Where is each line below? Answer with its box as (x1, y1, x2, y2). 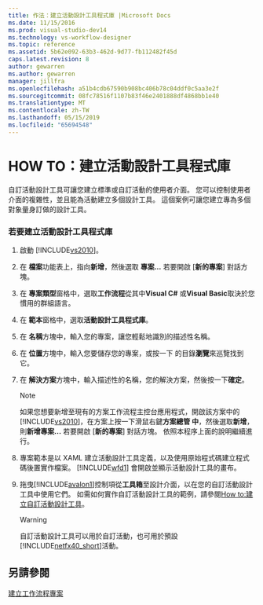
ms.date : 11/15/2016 (8, 19, 76, 27)
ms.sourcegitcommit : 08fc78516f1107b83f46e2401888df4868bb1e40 (8, 92, 220, 100)
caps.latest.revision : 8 (8, 56, 89, 64)
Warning (19, 515, 47, 524)
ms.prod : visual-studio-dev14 (8, 26, 108, 34)
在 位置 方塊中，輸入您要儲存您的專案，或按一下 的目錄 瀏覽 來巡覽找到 (19, 348, 244, 357)
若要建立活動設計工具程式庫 (8, 225, 113, 236)
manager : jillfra (8, 77, 65, 85)
